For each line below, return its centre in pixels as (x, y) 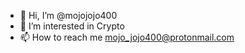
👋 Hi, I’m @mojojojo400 (68, 15)
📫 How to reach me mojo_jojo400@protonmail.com (127, 37)
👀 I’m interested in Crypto (72, 26)
